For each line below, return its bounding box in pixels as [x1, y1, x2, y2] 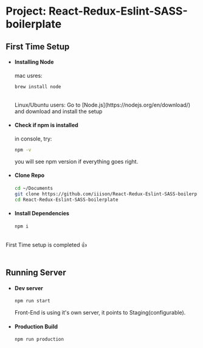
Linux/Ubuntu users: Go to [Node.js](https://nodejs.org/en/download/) [14, 101, 191, 108]
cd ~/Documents [14, 185, 53, 191]
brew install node [14, 83, 61, 89]
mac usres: [14, 72, 43, 79]
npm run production [14, 336, 64, 343]
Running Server [5, 268, 66, 278]
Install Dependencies [14, 210, 69, 217]
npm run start [14, 298, 50, 304]
